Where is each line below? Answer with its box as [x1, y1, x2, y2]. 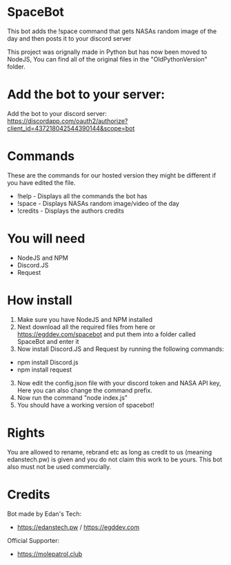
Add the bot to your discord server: [7, 109, 107, 117]
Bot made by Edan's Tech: [7, 509, 82, 518]
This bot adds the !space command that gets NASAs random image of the [7, 27, 217, 35]
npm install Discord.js [17, 358, 79, 366]
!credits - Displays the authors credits [17, 207, 124, 215]
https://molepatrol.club [17, 550, 83, 558]
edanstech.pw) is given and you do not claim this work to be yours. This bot [7, 455, 223, 463]
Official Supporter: [7, 536, 60, 544]
